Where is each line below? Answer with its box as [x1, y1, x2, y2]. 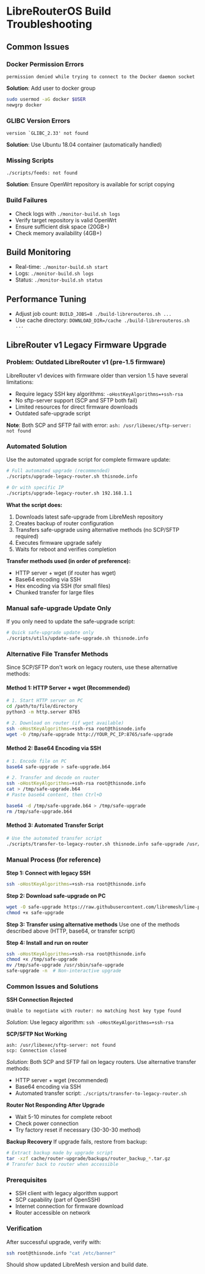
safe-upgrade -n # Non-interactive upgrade [6, 968, 121, 974]
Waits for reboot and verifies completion [15, 545, 117, 553]
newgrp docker [6, 102, 43, 108]
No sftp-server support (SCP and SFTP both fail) [15, 396, 138, 404]
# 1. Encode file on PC [6, 758, 67, 764]
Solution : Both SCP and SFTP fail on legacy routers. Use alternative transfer [6, 1058, 196, 1066]
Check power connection [15, 1119, 79, 1127]
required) [15, 533, 39, 540]
